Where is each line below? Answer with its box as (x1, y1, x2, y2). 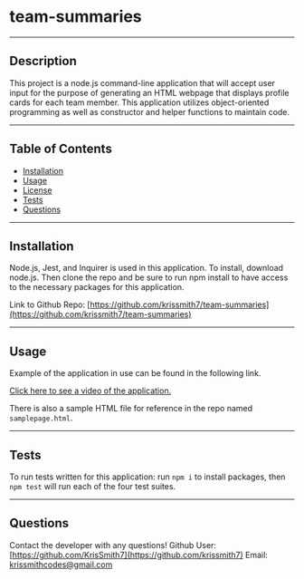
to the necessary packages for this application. (9, 282, 185, 293)
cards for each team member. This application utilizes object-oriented (9, 97, 270, 108)
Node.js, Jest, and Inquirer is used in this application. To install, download (9, 263, 283, 274)
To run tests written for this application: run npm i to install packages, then (9, 471, 286, 482)
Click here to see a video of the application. (9, 385, 172, 396)
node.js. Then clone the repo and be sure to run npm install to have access (9, 272, 289, 283)
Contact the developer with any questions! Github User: (9, 539, 217, 550)
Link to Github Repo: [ (9, 299, 90, 310)
